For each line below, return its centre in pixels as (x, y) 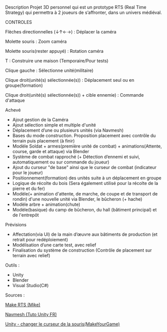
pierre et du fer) (29, 188)
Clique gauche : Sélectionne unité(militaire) (49, 70)
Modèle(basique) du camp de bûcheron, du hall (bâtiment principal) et (84, 210)
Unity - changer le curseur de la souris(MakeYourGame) (63, 324)
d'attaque (15, 100)
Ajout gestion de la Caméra (40, 120)
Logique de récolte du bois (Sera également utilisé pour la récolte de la (85, 183)
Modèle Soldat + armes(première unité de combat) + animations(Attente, (87, 146)
